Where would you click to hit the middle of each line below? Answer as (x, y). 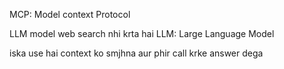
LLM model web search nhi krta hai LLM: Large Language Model (142, 33)
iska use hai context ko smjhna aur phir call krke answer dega (136, 53)
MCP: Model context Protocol (70, 14)
